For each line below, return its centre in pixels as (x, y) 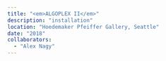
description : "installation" (50, 20)
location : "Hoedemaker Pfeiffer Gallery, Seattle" (83, 27)
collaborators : (30, 40)
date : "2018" (26, 33)
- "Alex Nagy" (34, 46)
